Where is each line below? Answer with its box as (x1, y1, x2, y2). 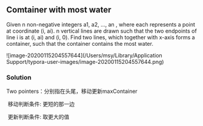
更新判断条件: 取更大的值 (7, 113, 70, 121)
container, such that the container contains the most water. (6, 40, 153, 47)
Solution (6, 73, 32, 81)
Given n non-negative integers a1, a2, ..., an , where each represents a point (6, 20, 195, 28)
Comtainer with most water (6, 5, 111, 15)
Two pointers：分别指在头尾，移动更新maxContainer (6, 87, 138, 95)
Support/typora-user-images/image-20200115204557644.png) (6, 58, 164, 65)
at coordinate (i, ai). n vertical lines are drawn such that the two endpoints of (6, 27, 197, 34)
